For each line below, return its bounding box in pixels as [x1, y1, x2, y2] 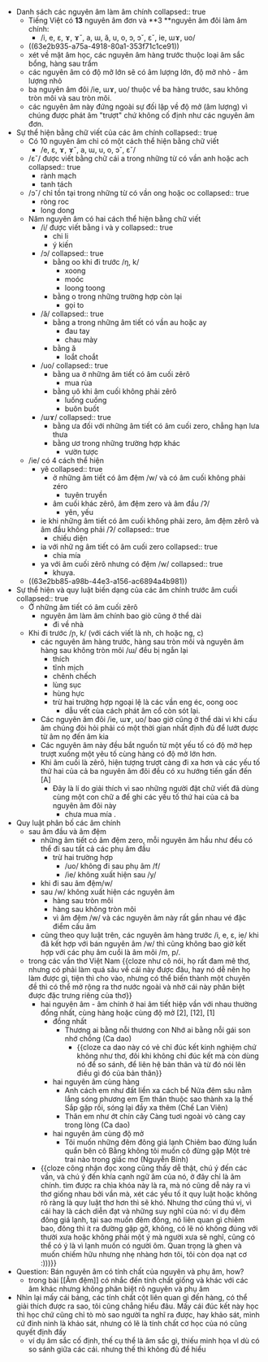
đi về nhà [52, 620, 84, 629]
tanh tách [40, 179, 73, 189]
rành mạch [40, 171, 77, 180]
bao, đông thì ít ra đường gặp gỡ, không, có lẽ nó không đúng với [40, 1224, 258, 1233]
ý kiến [52, 240, 73, 249]
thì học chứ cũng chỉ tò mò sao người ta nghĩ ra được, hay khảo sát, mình [15, 1310, 260, 1319]
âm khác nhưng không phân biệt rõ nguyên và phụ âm [28, 1284, 210, 1294]
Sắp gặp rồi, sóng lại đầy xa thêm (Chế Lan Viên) [64, 1103, 229, 1112]
